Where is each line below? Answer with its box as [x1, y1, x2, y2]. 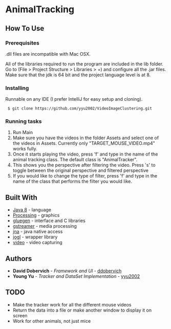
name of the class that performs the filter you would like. [12, 178, 132, 185]
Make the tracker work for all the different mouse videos [12, 301, 132, 308]
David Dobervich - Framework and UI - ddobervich [12, 268, 122, 274]
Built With [5, 193, 37, 202]
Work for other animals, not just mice [12, 318, 91, 324]
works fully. [12, 146, 37, 152]
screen [12, 312, 28, 318]
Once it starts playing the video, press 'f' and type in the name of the [12, 151, 158, 157]
